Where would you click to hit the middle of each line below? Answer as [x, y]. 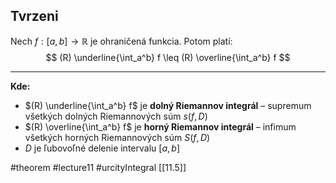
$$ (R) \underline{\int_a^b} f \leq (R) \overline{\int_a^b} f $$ [168, 57]
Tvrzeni [34, 16]
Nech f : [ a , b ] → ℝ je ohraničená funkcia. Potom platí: [121, 41]
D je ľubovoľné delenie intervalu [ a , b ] [102, 148]
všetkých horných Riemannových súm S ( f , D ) [117, 137]
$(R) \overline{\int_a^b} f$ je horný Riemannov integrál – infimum [160, 126]
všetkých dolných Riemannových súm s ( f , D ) [116, 116]
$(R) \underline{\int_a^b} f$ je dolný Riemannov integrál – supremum [168, 105]
